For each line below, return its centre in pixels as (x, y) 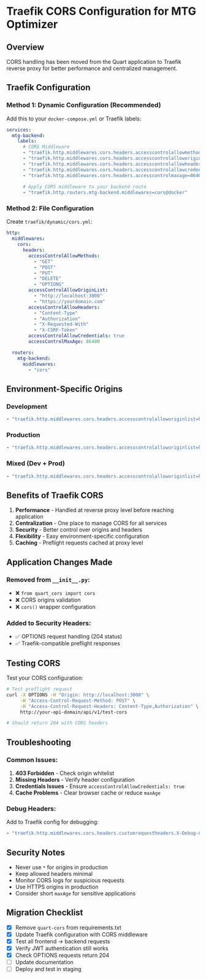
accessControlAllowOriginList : (68, 290)
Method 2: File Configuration (50, 208)
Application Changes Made (59, 562)
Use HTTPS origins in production (57, 887)
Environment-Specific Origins (65, 389)
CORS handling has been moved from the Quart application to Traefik (94, 62)
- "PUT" (43, 273)
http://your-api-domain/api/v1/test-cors (74, 712)
